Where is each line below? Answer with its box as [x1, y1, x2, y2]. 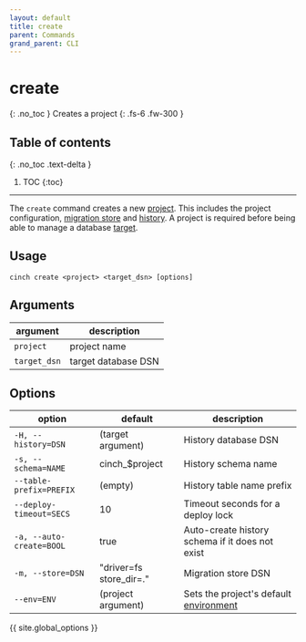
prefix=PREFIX [14, 485, 76, 495]
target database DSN [69, 355, 159, 368]
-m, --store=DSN [14, 568, 85, 579]
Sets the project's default [183, 587, 291, 600]
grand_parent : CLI [9, 38, 79, 48]
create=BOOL [14, 541, 66, 552]
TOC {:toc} [22, 177, 64, 187]
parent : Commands [9, 30, 76, 39]
